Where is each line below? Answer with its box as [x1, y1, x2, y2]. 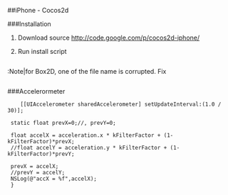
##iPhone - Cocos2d [7, 6, 69, 14]
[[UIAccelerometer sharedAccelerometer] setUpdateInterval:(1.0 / [20, 101, 222, 108]
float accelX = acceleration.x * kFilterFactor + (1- [10, 132, 174, 139]
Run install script [17, 48, 67, 55]
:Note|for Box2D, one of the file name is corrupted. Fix [7, 67, 167, 75]
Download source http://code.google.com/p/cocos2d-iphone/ [17, 33, 200, 42]
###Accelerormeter [7, 87, 66, 95]
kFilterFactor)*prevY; [7, 150, 75, 157]
